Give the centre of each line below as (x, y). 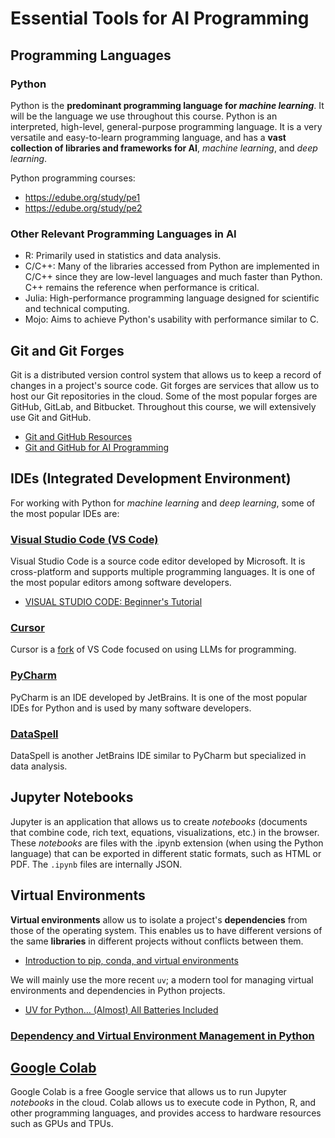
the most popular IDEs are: (65, 513)
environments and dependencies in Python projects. (118, 990)
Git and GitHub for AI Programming (96, 447)
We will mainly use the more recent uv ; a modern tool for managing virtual (162, 979)
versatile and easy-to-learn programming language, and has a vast (148, 137)
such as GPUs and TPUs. (62, 1124)
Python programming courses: (73, 178)
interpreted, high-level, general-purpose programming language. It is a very (166, 126)
